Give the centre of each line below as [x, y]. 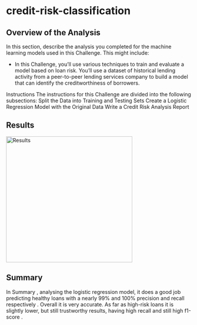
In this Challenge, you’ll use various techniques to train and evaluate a [99, 64]
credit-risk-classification [69, 11]
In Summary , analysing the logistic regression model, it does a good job [94, 292]
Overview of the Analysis [54, 33]
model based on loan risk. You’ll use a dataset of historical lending [95, 71]
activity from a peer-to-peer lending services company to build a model [101, 77]
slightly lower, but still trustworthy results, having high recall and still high [95, 310]
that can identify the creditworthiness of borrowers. [77, 83]
